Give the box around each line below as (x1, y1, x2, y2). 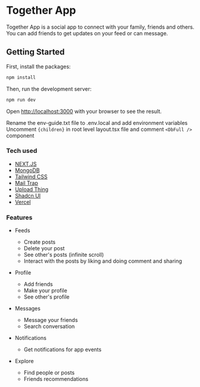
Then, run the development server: (6, 85, 92, 93)
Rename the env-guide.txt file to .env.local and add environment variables (6, 119, 188, 126)
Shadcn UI (14, 192, 41, 199)
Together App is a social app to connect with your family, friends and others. (6, 23, 195, 30)
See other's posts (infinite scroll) (23, 251, 104, 259)
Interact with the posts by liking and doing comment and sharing (23, 257, 182, 265)
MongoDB (14, 167, 40, 174)
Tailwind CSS (14, 173, 48, 180)
